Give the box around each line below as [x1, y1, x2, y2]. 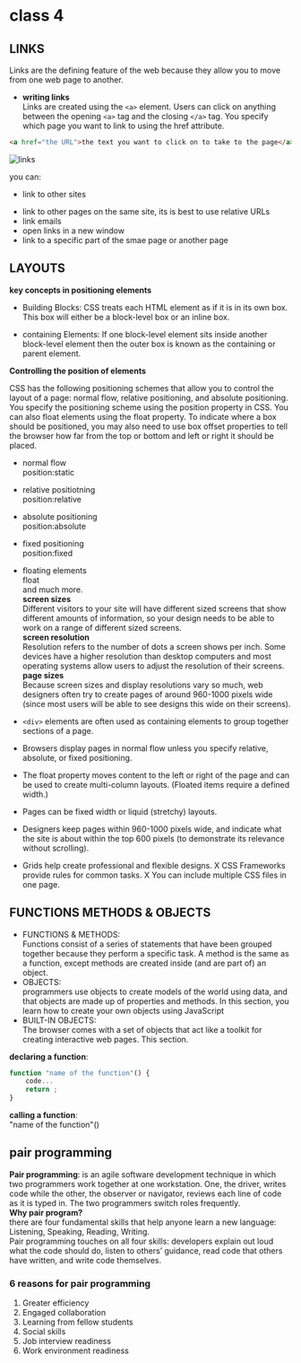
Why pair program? [9, 1207, 83, 1218]
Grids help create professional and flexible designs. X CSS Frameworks [21, 860, 286, 870]
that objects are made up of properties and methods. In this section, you [21, 995, 289, 1006]
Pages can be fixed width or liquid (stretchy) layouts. [21, 806, 218, 817]
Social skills [21, 1326, 66, 1337]
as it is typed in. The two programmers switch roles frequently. [9, 1197, 241, 1208]
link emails [21, 215, 62, 226]
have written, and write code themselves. [9, 1254, 162, 1265]
